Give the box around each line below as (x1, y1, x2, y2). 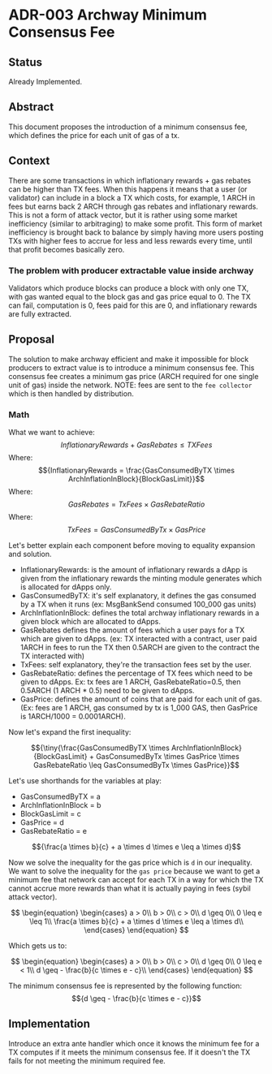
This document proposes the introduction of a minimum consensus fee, (8, 122, 248, 132)
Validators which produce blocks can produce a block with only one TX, (8, 283, 249, 293)
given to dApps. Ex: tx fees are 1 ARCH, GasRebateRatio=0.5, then (19, 677, 241, 687)
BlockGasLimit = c (19, 809, 81, 819)
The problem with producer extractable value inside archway (8, 265, 254, 276)
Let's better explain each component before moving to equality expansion (8, 541, 256, 550)
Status (8, 55, 43, 69)
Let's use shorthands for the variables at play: (8, 776, 162, 786)
